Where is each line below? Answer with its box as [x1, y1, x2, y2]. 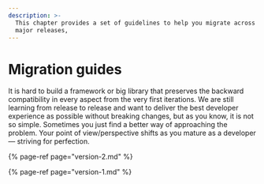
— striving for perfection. [8, 137, 90, 146]
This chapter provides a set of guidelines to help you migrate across [15, 19, 256, 27]
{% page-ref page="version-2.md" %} [8, 152, 133, 162]
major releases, [15, 26, 69, 34]
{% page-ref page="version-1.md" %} [8, 167, 132, 177]
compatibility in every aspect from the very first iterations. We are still [8, 95, 234, 104]
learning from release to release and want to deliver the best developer [8, 103, 239, 113]
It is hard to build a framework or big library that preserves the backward [8, 86, 244, 96]
